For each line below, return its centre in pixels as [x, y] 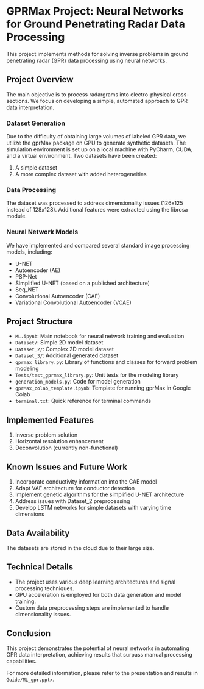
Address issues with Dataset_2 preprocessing [72, 501]
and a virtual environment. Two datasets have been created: [82, 156]
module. [17, 216]
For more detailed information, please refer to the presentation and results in [102, 673]
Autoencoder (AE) [38, 270]
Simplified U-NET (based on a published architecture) [83, 283]
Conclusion [29, 633]
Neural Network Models [42, 232]
